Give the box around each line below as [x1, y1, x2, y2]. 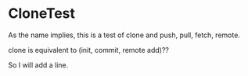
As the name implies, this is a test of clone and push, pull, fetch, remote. [8, 30, 241, 40]
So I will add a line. [8, 60, 69, 70]
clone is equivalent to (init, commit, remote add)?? [8, 45, 170, 54]
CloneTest [8, 5, 76, 22]
